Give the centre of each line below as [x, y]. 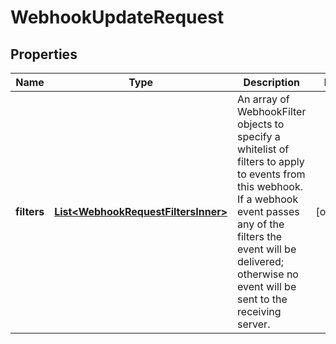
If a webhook [268, 199]
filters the [260, 236]
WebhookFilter [272, 111]
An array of [263, 99]
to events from [271, 174]
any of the [261, 224]
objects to [261, 124]
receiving [259, 311]
